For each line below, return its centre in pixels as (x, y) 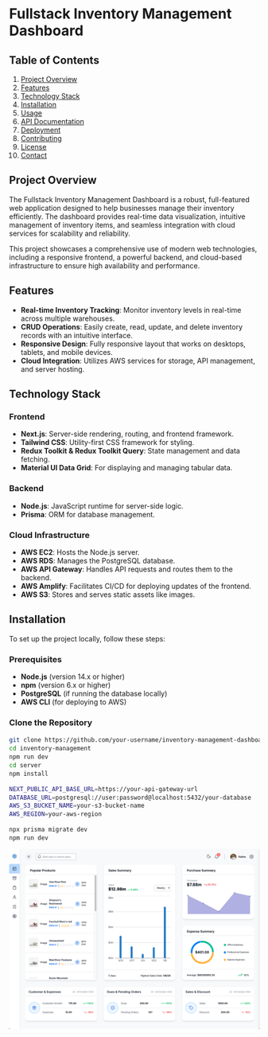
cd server (25, 765)
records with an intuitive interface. (77, 335)
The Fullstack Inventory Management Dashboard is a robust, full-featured (129, 199)
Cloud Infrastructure (49, 535)
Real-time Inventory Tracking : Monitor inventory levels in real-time (131, 310)
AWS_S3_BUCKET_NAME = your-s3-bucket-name (77, 806)
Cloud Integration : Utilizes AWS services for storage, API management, (138, 361)
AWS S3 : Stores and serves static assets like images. (108, 595)
